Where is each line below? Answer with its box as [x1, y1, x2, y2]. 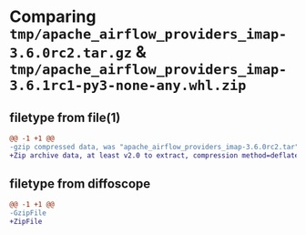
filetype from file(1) [9, 109, 121, 125]
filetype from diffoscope [9, 176, 151, 192]
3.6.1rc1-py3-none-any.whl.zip [9, 77, 247, 95]
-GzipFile [9, 209, 47, 218]
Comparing [9, 6, 97, 27]
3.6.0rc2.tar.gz [9, 45, 132, 62]
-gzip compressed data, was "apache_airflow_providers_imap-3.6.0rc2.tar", [9, 142, 303, 151]
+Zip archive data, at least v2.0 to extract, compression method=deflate [9, 150, 300, 160]
